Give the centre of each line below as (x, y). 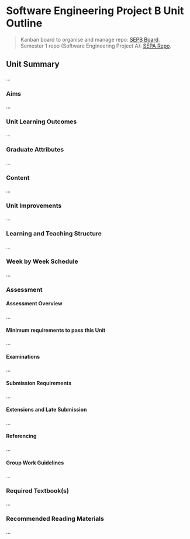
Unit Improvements (34, 206)
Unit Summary (33, 64)
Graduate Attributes (35, 150)
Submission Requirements (39, 383)
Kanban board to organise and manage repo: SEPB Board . (90, 39)
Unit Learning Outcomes (42, 122)
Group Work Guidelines (35, 463)
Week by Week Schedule (42, 261)
